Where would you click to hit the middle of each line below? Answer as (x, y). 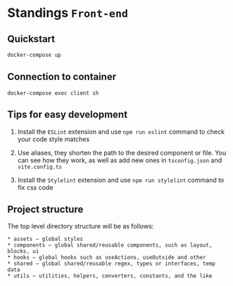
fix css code (35, 187)
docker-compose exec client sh (53, 93)
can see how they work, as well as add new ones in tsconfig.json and (120, 160)
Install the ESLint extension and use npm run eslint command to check (121, 131)
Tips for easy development (68, 115)
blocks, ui (23, 252)
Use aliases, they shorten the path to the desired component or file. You (122, 152)
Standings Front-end (68, 13)
